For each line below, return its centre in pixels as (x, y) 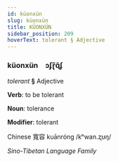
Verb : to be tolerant (36, 95)
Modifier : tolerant (33, 122)
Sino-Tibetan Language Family (52, 151)
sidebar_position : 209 (40, 34)
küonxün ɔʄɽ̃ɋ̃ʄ (35, 66)
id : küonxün (25, 14)
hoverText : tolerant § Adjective (56, 40)
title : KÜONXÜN (29, 27)
